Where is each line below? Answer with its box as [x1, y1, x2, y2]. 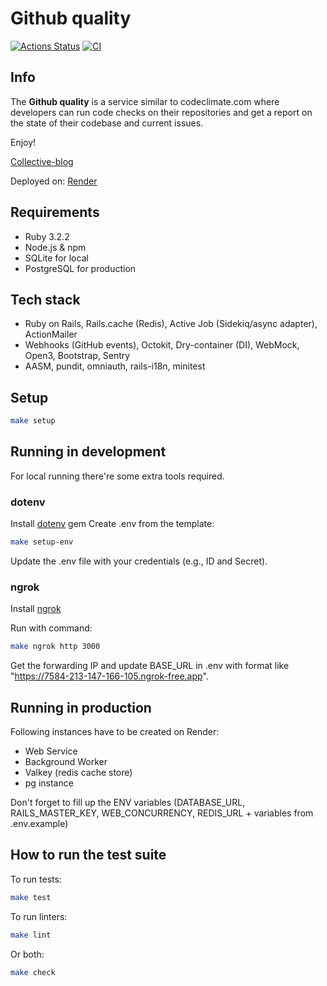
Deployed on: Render [10, 175, 98, 187]
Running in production [10, 699, 152, 716]
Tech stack [10, 291, 81, 308]
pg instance [24, 777, 74, 789]
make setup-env [10, 537, 74, 547]
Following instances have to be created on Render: [10, 726, 220, 738]
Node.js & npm [24, 241, 87, 253]
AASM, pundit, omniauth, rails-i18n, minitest [24, 360, 206, 372]
